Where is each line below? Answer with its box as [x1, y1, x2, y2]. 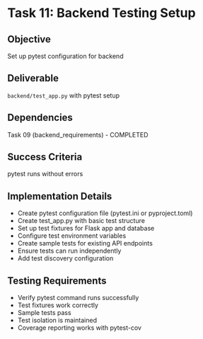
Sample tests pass [17, 309, 72, 317]
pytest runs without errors [7, 170, 83, 178]
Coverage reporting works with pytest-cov [17, 323, 141, 332]
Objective [7, 33, 52, 45]
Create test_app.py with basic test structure [17, 217, 145, 225]
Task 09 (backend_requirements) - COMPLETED [7, 130, 149, 139]
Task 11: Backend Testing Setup [7, 5, 196, 21]
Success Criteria [7, 151, 83, 163]
